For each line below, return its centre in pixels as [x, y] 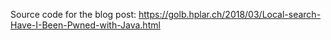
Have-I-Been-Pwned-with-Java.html [85, 25]
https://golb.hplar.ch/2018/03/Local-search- [230, 14]
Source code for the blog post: [73, 14]
